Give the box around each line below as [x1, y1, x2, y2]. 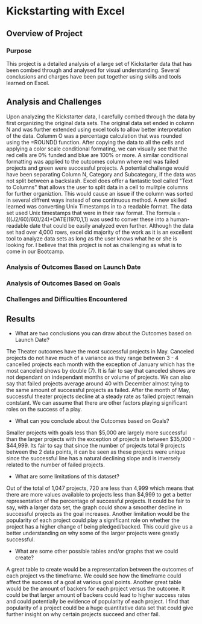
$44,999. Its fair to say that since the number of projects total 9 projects [6, 442, 186, 449]
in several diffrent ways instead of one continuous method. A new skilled [6, 196, 187, 204]
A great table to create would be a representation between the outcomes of [6, 566, 194, 573]
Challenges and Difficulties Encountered [6, 295, 128, 303]
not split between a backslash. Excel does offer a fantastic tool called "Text [6, 177, 193, 184]
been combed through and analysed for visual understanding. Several [6, 66, 180, 74]
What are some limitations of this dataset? [14, 473, 119, 480]
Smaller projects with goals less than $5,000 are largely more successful [6, 429, 187, 436]
